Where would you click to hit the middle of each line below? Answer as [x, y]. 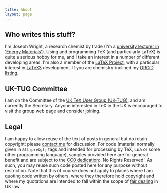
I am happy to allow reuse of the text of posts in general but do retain [76, 139]
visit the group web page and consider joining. [53, 111]
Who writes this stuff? [40, 35]
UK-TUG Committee [36, 88]
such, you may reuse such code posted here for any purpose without [76, 165]
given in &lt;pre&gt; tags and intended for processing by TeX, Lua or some [83, 149]
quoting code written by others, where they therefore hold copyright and [80, 176]
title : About [19, 10]
